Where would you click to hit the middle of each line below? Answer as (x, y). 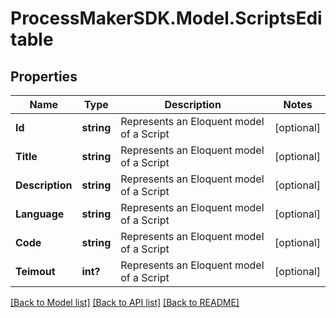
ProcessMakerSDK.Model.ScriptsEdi (166, 18)
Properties (44, 76)
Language (40, 214)
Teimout (35, 271)
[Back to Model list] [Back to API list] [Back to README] (125, 302)
